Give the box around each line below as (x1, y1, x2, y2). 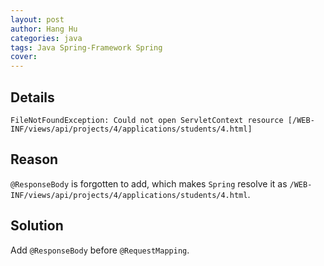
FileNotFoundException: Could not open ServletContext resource (10, 115, 284, 125)
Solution (10, 217, 64, 235)
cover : (10, 52, 38, 62)
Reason (10, 151, 59, 168)
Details (10, 89, 55, 106)
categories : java (10, 33, 83, 43)
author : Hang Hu (10, 24, 78, 34)
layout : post (10, 14, 65, 25)
